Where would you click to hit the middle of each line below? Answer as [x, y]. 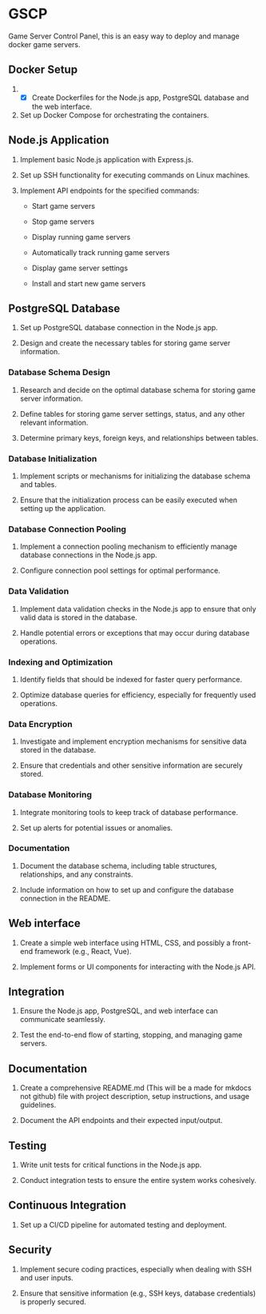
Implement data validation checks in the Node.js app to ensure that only [138, 609]
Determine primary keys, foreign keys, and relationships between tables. [139, 437]
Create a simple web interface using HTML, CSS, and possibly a [125, 943]
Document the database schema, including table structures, [118, 865]
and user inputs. [46, 1277]
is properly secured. [53, 1301]
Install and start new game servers [89, 283]
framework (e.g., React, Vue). [83, 951]
